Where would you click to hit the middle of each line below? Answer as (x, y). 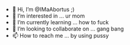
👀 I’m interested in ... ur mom (48, 16)
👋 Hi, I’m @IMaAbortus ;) (43, 9)
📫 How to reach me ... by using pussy (60, 36)
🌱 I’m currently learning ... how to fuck (60, 22)
